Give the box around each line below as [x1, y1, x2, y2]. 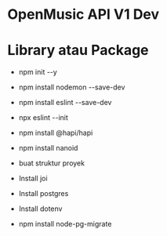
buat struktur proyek [18, 158, 85, 168]
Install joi [18, 174, 48, 183]
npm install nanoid [18, 143, 78, 153]
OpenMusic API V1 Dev [7, 5, 160, 24]
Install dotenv [18, 204, 63, 213]
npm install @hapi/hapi [18, 128, 93, 138]
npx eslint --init [18, 113, 68, 122]
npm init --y [18, 67, 58, 77]
